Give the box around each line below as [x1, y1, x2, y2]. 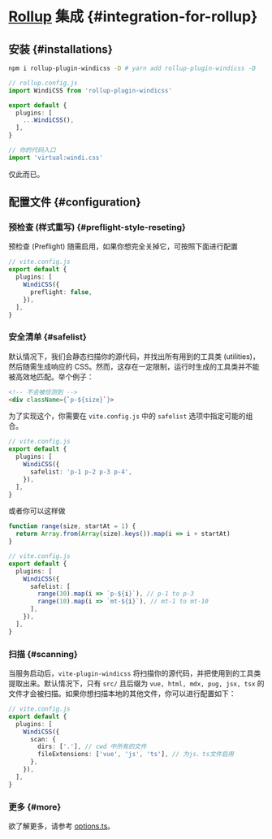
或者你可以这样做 [8, 506, 66, 516]
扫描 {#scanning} [8, 648, 79, 660]
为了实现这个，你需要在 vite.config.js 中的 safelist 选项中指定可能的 [8, 411, 246, 421]
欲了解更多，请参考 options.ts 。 [8, 821, 115, 831]
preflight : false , [29, 288, 93, 296]
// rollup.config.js [8, 79, 79, 87]
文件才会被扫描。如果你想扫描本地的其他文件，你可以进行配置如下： [8, 689, 236, 698]
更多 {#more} [8, 801, 62, 812]
